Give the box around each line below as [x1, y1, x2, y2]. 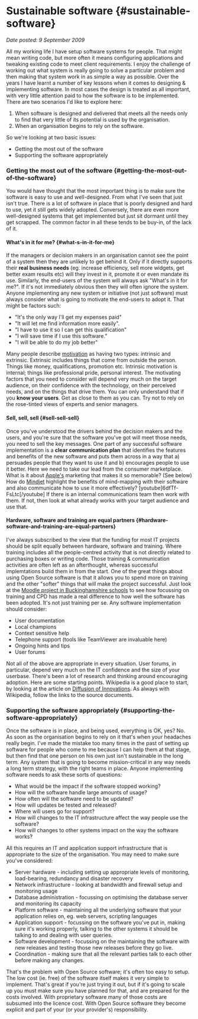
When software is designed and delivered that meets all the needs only [14, 110, 188, 117]
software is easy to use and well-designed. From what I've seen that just [6, 194, 183, 201]
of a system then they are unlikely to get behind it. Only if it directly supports [6, 258, 193, 265]
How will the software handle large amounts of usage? [14, 789, 148, 796]
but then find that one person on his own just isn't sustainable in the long [6, 752, 184, 759]
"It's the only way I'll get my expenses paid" [14, 314, 122, 321]
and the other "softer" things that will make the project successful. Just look [6, 580, 191, 587]
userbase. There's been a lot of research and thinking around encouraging [6, 672, 188, 679]
